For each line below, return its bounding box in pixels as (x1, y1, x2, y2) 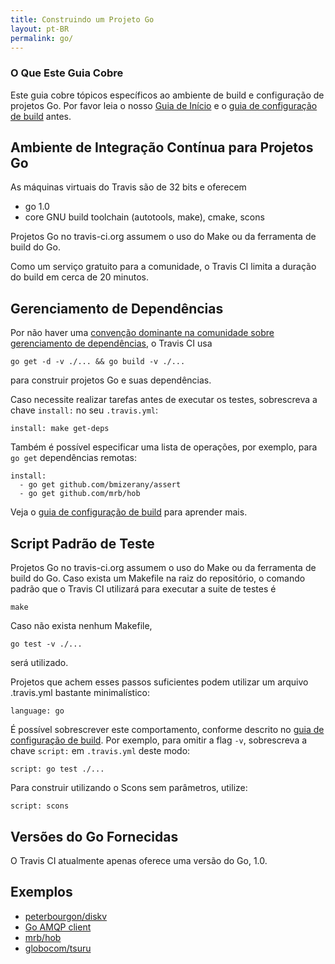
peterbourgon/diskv (24, 910, 108, 922)
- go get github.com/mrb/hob (19, 489, 141, 499)
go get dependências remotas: (10, 452, 138, 464)
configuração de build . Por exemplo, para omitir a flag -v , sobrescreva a (10, 734, 308, 746)
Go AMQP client (24, 921, 92, 933)
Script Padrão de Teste (10, 535, 155, 552)
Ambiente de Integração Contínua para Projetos (10, 139, 314, 156)
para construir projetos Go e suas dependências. (10, 374, 212, 386)
